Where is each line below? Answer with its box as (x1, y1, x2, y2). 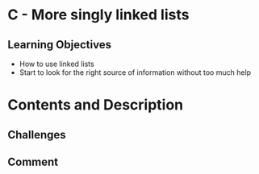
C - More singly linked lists (7, 6, 190, 24)
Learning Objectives (7, 38, 112, 52)
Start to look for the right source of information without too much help (19, 68, 252, 77)
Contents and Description (7, 96, 184, 114)
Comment (7, 155, 59, 168)
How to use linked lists (19, 59, 94, 68)
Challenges (7, 127, 66, 142)
